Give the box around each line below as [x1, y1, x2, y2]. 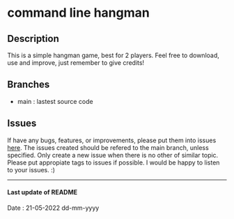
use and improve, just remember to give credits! [7, 59, 145, 67]
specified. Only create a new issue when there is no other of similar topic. [7, 151, 219, 159]
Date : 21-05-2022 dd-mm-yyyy [7, 204, 100, 212]
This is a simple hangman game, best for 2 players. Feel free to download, [7, 51, 219, 59]
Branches [7, 79, 50, 91]
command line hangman [7, 5, 150, 21]
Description [7, 33, 59, 45]
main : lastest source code [17, 97, 93, 105]
